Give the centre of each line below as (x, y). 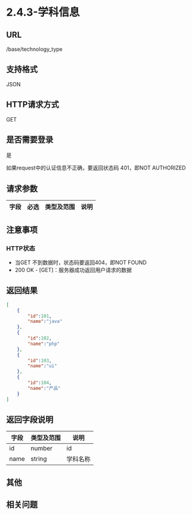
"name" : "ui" (43, 366)
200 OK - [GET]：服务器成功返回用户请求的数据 (73, 269)
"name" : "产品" (44, 388)
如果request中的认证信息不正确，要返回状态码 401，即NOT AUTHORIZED (96, 168)
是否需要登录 (30, 140)
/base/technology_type (34, 49)
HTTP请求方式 (33, 104)
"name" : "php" (44, 344)
